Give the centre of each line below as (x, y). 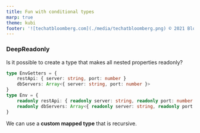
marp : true (20, 17)
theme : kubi (21, 23)
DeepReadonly (28, 50)
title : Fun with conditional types (50, 12)
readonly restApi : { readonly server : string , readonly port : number (105, 101)
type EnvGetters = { (32, 73)
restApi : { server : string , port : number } (72, 79)
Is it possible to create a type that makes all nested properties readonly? (95, 62)
